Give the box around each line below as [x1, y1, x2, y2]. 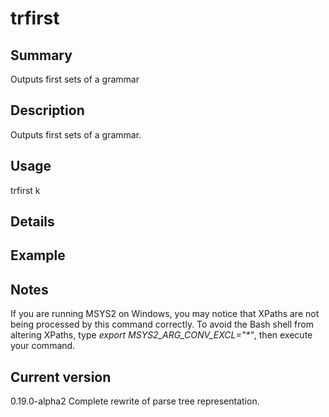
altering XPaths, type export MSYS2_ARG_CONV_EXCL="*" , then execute [10, 329, 313, 341]
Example [10, 247, 66, 264]
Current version [10, 368, 112, 386]
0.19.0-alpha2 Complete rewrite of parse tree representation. [10, 395, 260, 407]
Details [10, 213, 55, 231]
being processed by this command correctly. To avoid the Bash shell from [10, 318, 314, 331]
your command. [10, 340, 76, 352]
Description [10, 102, 85, 119]
